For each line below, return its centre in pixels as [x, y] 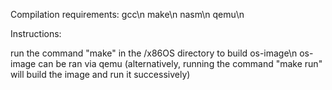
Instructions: [36, 33]
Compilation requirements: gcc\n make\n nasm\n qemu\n [127, 14]
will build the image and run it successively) [100, 74]
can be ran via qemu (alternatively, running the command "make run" [180, 63]
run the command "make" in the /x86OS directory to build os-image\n [154, 53]
